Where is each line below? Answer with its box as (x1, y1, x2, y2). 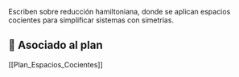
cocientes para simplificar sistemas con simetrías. (8, 15, 175, 25)
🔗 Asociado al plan (8, 38, 103, 52)
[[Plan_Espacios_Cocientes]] (8, 59, 103, 69)
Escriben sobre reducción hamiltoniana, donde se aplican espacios (8, 7, 231, 16)
